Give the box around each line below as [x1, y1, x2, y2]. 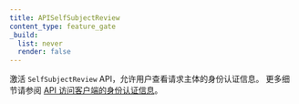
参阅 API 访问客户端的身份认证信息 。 [25, 85, 163, 96]
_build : [9, 30, 39, 39]
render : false [17, 47, 71, 57]
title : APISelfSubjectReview [9, 13, 120, 23]
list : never [17, 38, 64, 48]
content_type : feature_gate [9, 22, 117, 31]
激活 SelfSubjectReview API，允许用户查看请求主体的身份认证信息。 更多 [9, 74, 283, 85]
